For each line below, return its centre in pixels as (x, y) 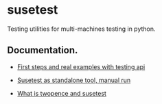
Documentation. (43, 50)
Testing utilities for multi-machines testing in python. (81, 29)
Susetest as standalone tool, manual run (74, 80)
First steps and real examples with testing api (81, 66)
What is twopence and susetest (61, 93)
